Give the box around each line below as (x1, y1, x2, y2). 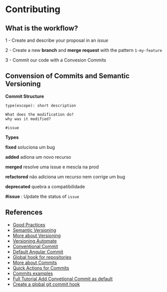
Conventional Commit (12, 243, 59, 249)
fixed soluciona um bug (5, 144, 55, 150)
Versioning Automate (12, 238, 57, 244)
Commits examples (12, 270, 53, 276)
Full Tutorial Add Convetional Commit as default (12, 276, 113, 282)
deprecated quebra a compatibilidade (5, 183, 85, 189)
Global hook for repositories (12, 254, 72, 260)
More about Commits (12, 259, 57, 266)
